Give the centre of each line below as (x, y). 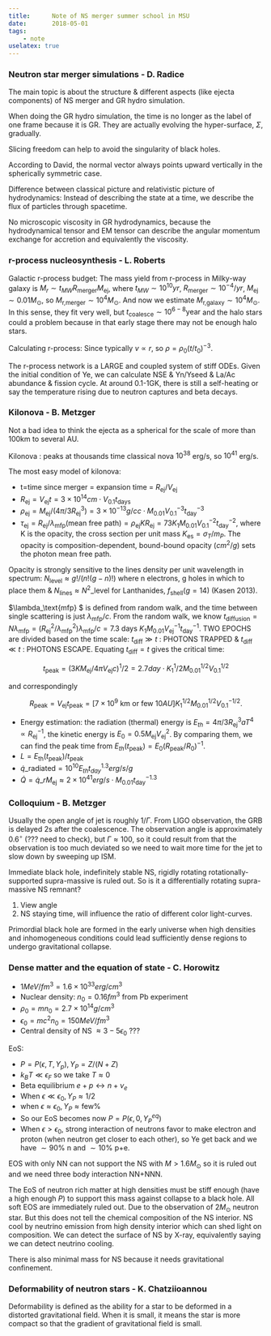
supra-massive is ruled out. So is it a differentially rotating (140, 881)
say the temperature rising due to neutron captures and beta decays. (123, 392)
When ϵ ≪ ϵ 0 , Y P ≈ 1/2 (57, 1097)
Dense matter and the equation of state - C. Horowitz (114, 968)
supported (25, 881)
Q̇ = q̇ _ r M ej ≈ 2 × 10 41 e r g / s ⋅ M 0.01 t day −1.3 (89, 780)
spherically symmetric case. (55, 173)
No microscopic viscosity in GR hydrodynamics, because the (110, 222)
